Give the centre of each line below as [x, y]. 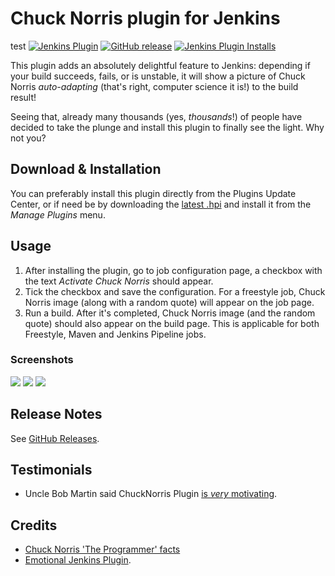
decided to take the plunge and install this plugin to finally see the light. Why [167, 127]
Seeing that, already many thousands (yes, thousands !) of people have [156, 116]
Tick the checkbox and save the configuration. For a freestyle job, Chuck [175, 291]
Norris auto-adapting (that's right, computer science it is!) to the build [154, 86]
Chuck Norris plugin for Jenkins [145, 18]
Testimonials [51, 470]
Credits [34, 525]
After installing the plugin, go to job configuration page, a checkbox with [173, 270]
